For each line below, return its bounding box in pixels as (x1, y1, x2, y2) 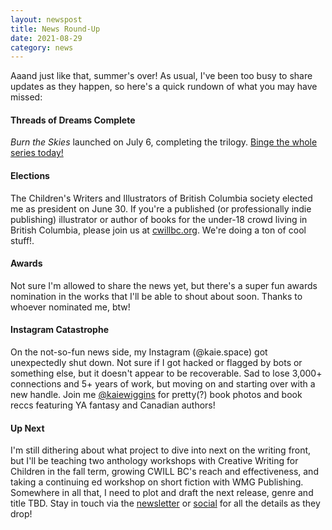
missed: (10, 91, 43, 103)
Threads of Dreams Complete (10, 114, 136, 126)
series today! (10, 147, 64, 159)
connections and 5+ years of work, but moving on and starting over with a (10, 378, 316, 390)
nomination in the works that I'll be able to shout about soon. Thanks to (10, 290, 303, 302)
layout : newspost (10, 14, 83, 25)
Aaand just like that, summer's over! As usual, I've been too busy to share (10, 70, 313, 82)
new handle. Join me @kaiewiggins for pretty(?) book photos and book (10, 389, 303, 401)
